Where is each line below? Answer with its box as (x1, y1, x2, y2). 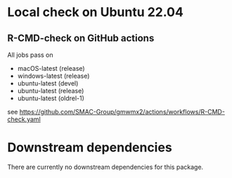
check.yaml (7, 115, 41, 123)
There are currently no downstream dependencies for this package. (7, 163, 204, 171)
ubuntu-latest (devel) (17, 79, 79, 88)
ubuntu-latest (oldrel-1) (17, 94, 84, 102)
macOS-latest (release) (17, 64, 86, 72)
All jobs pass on (7, 50, 54, 59)
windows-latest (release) (17, 71, 90, 80)
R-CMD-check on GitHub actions (7, 32, 155, 44)
